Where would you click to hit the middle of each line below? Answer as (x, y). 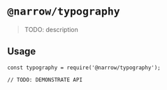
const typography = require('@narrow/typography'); (84, 68)
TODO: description (51, 29)
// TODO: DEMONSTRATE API (45, 80)
